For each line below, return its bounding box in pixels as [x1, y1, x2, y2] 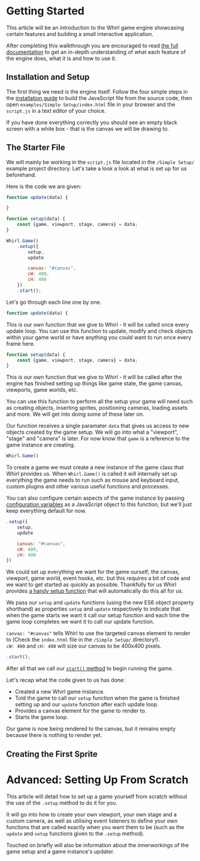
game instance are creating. [6, 442, 75, 449]
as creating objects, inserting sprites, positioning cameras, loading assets [6, 404, 188, 412]
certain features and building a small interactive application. [6, 30, 154, 37]
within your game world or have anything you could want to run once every [6, 334, 192, 341]
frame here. [6, 340, 35, 347]
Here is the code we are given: [6, 183, 82, 190]
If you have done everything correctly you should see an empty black [6, 119, 178, 126]
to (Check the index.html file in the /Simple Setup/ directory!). [6, 636, 160, 644]
